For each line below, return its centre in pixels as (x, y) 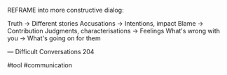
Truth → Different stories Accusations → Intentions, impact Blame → (105, 23)
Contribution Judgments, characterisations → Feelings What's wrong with (114, 31)
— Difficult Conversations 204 (51, 52)
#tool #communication (40, 65)
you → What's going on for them (54, 38)
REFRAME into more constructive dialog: (66, 10)
